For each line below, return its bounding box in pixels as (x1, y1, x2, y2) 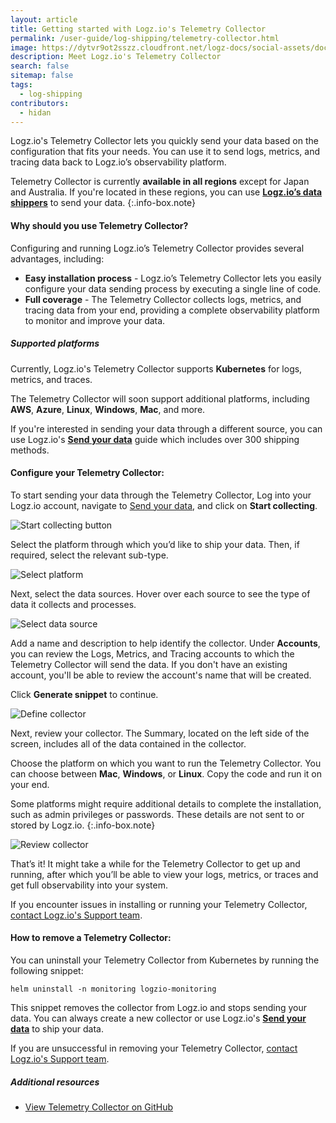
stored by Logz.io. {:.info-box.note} (10, 819, 156, 831)
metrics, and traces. (10, 373, 93, 385)
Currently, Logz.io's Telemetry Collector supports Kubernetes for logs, (10, 362, 303, 375)
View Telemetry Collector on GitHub (24, 1101, 173, 1113)
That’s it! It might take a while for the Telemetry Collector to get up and (10, 857, 301, 870)
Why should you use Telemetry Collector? (10, 219, 189, 231)
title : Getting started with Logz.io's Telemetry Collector (10, 24, 267, 34)
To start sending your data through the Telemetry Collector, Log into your (10, 489, 312, 501)
